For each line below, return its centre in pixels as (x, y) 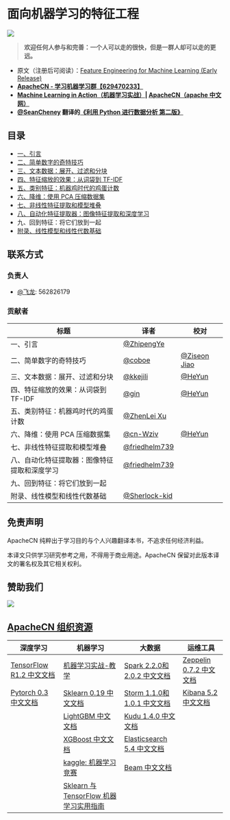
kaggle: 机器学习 (90, 762)
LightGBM (79, 716)
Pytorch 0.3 (29, 692)
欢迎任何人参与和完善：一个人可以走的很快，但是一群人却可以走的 (117, 47)
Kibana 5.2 (200, 692)
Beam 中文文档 (148, 768)
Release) (29, 78)
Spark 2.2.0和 (146, 666)
